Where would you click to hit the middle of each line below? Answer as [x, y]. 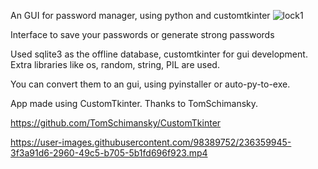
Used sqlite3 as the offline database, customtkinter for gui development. [159, 54]
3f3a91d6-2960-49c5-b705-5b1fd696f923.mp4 [109, 153]
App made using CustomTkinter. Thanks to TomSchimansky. [134, 103]
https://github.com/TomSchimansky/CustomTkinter [116, 123]
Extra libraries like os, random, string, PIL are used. [115, 64]
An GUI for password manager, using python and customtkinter [140, 15]
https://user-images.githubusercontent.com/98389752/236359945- [151, 142]
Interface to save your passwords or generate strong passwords [142, 34]
